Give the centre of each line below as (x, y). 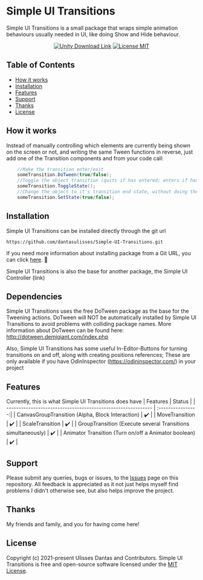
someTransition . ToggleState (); (56, 186)
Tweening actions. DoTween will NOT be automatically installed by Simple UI (101, 318)
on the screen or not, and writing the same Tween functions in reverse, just (100, 152)
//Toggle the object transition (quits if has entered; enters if (102, 181)
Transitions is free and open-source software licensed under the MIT (92, 564)
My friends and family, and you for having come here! (73, 524)
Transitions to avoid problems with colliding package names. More (89, 324)
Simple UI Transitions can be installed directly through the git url (86, 230)
